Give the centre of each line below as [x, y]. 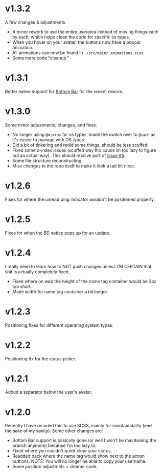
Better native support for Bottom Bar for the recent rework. [64, 91]
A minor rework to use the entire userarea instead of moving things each [85, 32]
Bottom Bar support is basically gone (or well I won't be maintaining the [84, 441]
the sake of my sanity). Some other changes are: [54, 431]
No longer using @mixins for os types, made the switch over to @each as [84, 134]
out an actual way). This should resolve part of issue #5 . [69, 155]
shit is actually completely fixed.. [38, 272]
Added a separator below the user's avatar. [49, 392]
